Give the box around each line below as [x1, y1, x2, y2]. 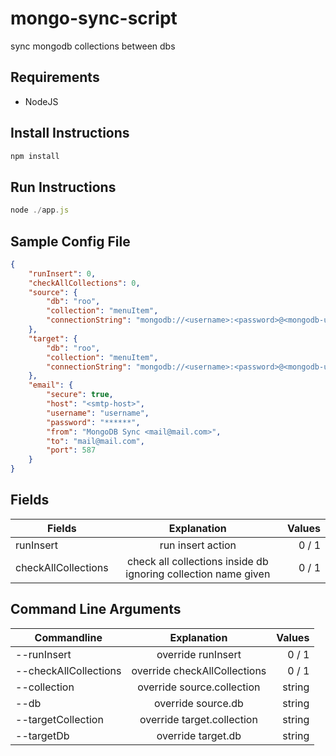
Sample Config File [10, 233, 131, 250]
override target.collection [139, 712, 258, 726]
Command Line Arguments [10, 601, 182, 618]
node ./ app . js [10, 205, 70, 216]
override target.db [156, 728, 242, 742]
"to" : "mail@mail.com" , [46, 436, 145, 446]
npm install [10, 151, 60, 161]
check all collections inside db [126, 554, 269, 568]
